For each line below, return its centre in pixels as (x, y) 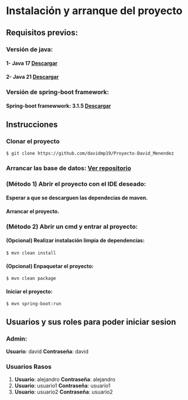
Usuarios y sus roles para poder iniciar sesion (91, 322)
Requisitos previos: (42, 33)
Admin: (17, 338)
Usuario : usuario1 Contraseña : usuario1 (62, 386)
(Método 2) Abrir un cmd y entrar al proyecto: (72, 226)
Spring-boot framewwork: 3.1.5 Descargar (59, 106)
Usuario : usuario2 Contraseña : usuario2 (64, 392)
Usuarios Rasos (29, 367)
